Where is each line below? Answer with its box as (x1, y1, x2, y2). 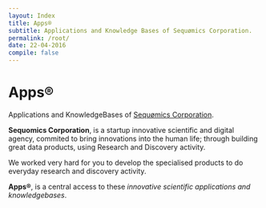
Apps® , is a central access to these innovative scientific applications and (8, 182, 251, 191)
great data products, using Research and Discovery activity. (8, 142, 206, 152)
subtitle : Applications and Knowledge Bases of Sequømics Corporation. (8, 26, 252, 34)
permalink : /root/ (8, 34, 70, 42)
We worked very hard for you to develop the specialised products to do (8, 158, 244, 167)
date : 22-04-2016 (8, 42, 66, 50)
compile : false (8, 49, 59, 57)
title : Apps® (8, 19, 52, 27)
